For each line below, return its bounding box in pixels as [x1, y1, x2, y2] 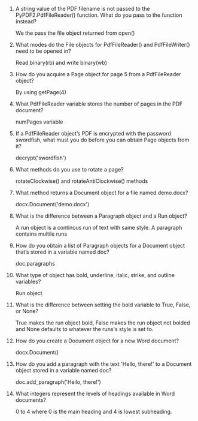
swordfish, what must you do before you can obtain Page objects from [15, 136, 190, 143]
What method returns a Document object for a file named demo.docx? [15, 189, 188, 196]
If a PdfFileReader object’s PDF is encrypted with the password [15, 130, 171, 137]
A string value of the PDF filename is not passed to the [15, 5, 150, 12]
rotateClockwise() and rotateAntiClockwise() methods [15, 178, 148, 185]
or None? [15, 308, 38, 314]
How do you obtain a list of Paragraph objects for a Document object [15, 242, 185, 249]
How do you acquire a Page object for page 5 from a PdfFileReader [15, 71, 181, 77]
